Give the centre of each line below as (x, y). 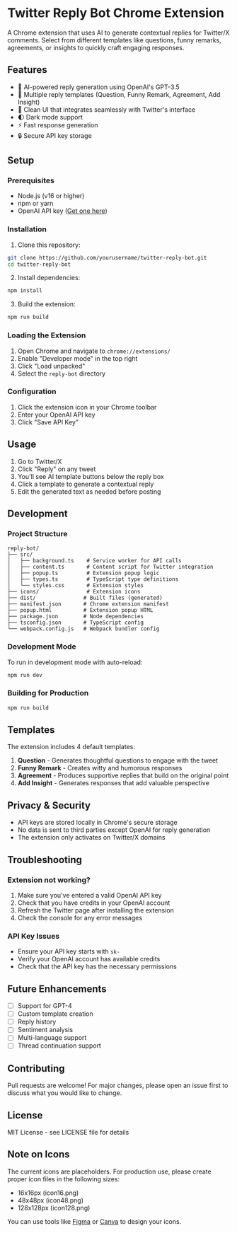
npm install (25, 291)
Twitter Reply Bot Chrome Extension (116, 13)
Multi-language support (52, 1038)
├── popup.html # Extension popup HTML (80, 610)
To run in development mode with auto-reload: (75, 662)
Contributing (36, 1069)
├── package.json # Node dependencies (75, 617)
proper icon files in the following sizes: (64, 1179)
